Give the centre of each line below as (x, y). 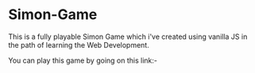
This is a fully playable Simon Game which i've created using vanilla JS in (128, 36)
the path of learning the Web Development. (79, 44)
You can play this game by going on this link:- (83, 60)
